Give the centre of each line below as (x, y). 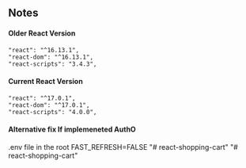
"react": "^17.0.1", (42, 98)
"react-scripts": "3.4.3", (53, 64)
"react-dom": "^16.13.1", (51, 57)
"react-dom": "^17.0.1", (49, 105)
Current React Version (45, 82)
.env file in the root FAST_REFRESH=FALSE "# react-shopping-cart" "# (123, 147)
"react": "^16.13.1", (44, 50)
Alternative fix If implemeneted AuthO (72, 129)
